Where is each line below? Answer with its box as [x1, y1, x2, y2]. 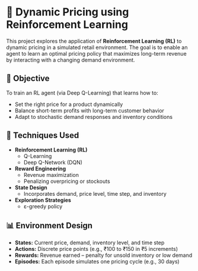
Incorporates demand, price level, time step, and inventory [23, 190, 167, 197]
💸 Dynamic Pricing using [6, 5, 129, 19]
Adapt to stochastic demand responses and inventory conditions [14, 113, 173, 120]
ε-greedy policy [23, 202, 63, 209]
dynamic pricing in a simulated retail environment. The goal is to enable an [6, 44, 188, 51]
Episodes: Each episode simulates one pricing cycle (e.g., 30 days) [14, 258, 180, 265]
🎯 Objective [6, 73, 50, 83]
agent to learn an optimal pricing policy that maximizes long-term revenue [6, 50, 187, 57]
